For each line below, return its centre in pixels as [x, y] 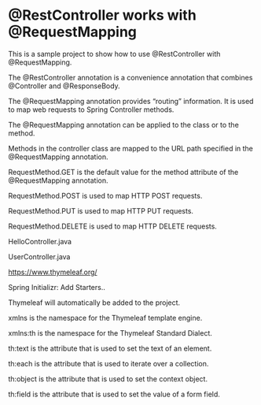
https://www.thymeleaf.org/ [53, 272]
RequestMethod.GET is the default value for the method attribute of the [123, 172]
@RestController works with [102, 15]
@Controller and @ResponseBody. [64, 86]
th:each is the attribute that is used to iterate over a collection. [108, 363]
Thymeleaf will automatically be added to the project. [94, 303]
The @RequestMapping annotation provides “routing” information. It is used [131, 101]
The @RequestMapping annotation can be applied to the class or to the [124, 124]
